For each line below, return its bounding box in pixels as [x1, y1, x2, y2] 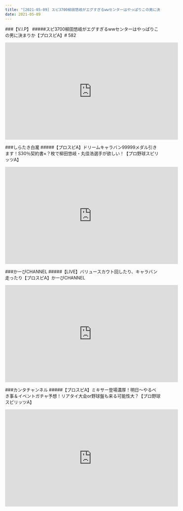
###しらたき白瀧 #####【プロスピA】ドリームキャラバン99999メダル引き [5, 144, 157, 150]
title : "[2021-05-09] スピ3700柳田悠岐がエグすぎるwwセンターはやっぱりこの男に [5, 7, 157, 12]
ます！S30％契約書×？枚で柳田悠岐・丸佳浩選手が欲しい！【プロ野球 [5, 150, 146, 156]
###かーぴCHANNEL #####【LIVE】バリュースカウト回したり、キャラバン [5, 269, 158, 275]
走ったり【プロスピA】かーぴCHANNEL [5, 275, 85, 280]
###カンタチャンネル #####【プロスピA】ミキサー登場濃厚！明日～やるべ [5, 387, 157, 393]
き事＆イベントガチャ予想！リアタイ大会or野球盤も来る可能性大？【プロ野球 [5, 393, 161, 399]
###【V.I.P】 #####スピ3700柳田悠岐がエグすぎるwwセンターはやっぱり [5, 26, 154, 32]
